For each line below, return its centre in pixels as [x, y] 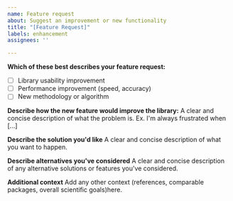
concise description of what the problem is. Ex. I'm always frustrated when [117, 119]
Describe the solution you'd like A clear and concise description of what [114, 140]
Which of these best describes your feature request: [86, 67]
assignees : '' [28, 40]
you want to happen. [37, 147]
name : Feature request [41, 14]
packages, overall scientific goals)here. [65, 190]
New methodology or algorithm [63, 97]
